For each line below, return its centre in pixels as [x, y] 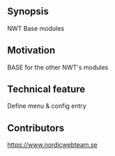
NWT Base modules [36, 28]
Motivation [31, 51]
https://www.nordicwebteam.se [52, 145]
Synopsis [28, 12]
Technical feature [46, 89]
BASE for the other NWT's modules [58, 67]
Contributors [36, 128]
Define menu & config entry [47, 106]
